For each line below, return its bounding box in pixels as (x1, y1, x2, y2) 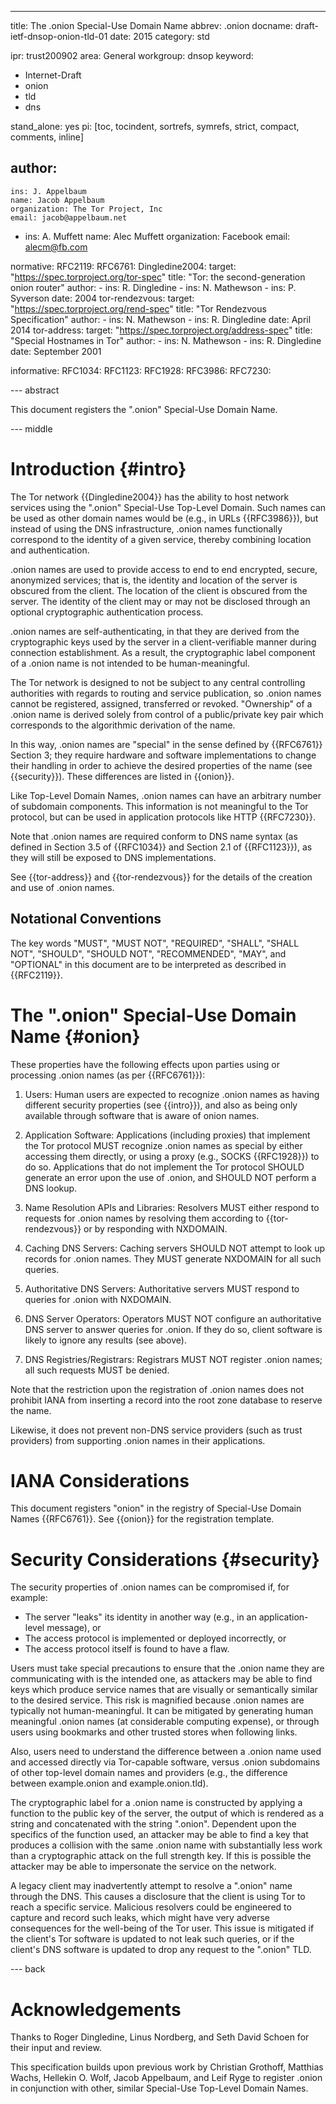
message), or (46, 1622, 102, 1634)
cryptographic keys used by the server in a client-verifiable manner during (10, 636, 317, 648)
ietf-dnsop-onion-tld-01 (10, 31, 108, 42)
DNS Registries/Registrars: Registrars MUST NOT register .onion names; (24, 1353, 323, 1365)
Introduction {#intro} (10, 458, 187, 480)
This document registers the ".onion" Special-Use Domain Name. (10, 403, 278, 415)
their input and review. (10, 2042, 102, 2054)
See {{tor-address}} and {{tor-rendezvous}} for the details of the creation (10, 871, 313, 883)
